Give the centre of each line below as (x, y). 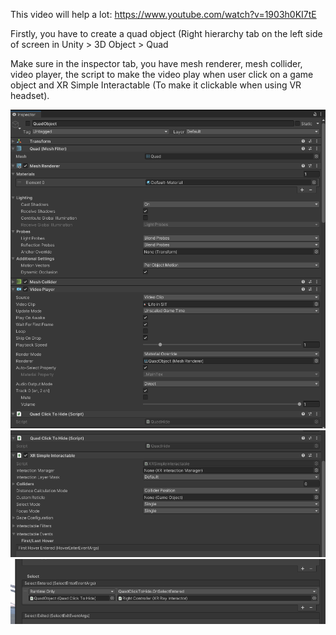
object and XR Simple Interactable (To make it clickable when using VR (156, 85)
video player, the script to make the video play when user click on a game (162, 74)
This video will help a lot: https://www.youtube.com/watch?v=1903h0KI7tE (163, 14)
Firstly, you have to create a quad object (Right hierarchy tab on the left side (166, 33)
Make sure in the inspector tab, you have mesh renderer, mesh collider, (156, 63)
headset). (30, 95)
